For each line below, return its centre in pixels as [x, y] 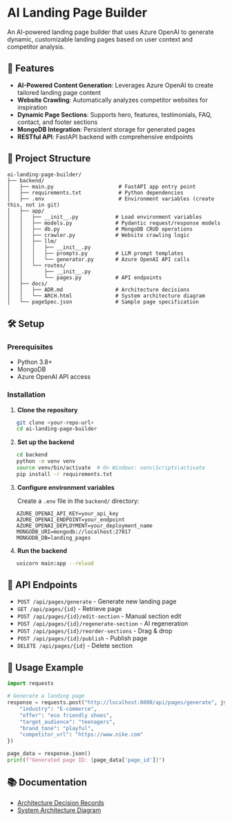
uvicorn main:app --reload [55, 563]
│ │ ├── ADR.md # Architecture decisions [98, 290]
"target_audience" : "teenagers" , [68, 722]
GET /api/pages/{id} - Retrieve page [69, 609]
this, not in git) [33, 205]
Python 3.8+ [35, 362]
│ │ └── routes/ [37, 265]
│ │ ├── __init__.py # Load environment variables [105, 217]
